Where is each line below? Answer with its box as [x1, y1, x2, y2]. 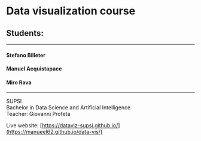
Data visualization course [6, 4, 136, 18]
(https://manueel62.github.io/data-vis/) [6, 128, 103, 136]
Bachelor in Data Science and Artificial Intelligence [6, 104, 131, 111]
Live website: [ [6, 122, 42, 129]
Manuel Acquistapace [6, 65, 62, 72]
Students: [6, 28, 44, 38]
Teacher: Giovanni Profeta [6, 111, 71, 118]
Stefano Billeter [6, 51, 46, 59]
